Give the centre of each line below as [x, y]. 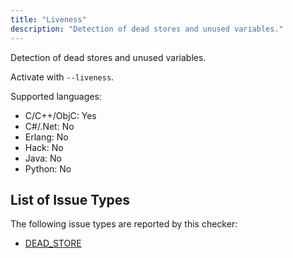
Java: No [43, 158]
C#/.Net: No [49, 126]
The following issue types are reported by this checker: [124, 224]
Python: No [48, 168]
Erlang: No [46, 137]
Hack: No [44, 147]
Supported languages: [56, 96]
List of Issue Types [70, 199]
